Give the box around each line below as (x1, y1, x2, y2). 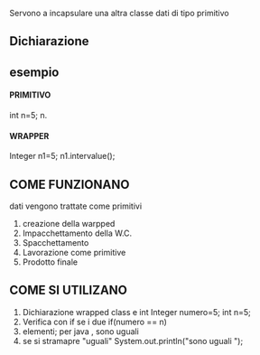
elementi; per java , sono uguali (22, 325, 140, 337)
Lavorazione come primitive (22, 248, 126, 257)
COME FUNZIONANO (9, 176, 130, 192)
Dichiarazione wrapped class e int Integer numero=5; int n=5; (22, 306, 251, 317)
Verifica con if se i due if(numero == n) (22, 316, 167, 327)
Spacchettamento (22, 238, 89, 248)
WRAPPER (9, 130, 50, 141)
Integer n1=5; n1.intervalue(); (9, 151, 116, 162)
